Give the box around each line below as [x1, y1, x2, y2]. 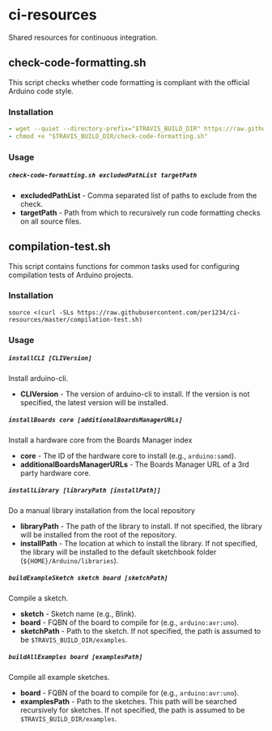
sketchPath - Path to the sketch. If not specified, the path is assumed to [19, 626, 261, 635]
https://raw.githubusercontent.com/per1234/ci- [77, 308, 241, 317]
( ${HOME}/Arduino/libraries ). [19, 555, 119, 565]
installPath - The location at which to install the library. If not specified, [19, 538, 257, 548]
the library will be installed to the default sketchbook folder [19, 547, 217, 557]
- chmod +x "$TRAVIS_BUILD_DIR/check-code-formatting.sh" [8, 132, 208, 140]
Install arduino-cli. [8, 373, 69, 383]
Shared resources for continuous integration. [8, 32, 158, 42]
